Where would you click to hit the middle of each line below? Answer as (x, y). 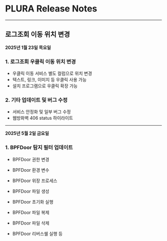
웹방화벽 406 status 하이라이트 (43, 118)
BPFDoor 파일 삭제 (31, 223)
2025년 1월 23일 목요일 (28, 47)
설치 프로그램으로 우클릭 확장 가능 (45, 86)
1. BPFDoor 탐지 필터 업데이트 (39, 148)
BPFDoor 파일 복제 (31, 212)
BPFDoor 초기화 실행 (33, 202)
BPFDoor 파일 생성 (31, 191)
